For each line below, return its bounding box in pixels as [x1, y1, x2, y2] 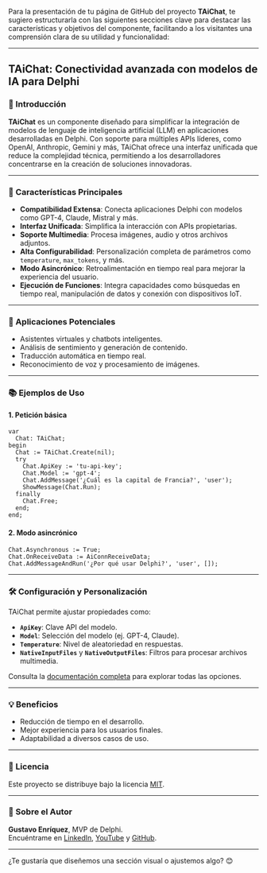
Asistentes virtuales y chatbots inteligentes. [19, 334, 163, 344]
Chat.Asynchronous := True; [8, 545, 102, 553]
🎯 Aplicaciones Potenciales [8, 316, 116, 327]
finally [15, 491, 41, 499]
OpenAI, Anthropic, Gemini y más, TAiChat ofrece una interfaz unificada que [8, 142, 258, 152]
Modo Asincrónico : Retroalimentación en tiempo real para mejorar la [19, 263, 246, 273]
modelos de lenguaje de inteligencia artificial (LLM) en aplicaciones [8, 125, 229, 134]
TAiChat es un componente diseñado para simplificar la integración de [8, 117, 240, 126]
